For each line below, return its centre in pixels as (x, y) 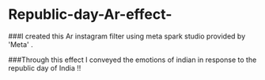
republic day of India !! (45, 67)
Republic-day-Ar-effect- (90, 15)
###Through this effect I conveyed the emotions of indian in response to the (132, 60)
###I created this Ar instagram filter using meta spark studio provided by (127, 36)
